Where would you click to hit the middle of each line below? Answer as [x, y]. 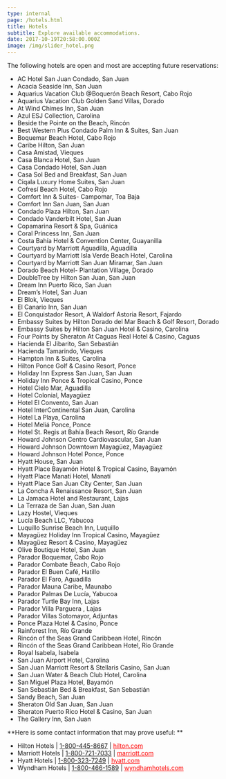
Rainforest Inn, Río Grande [55, 630]
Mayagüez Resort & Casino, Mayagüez [72, 542]
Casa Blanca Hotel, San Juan [58, 160]
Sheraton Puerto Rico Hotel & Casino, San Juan [84, 711]
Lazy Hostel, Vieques [47, 513]
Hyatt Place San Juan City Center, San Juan [80, 483]
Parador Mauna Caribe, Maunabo [65, 587]
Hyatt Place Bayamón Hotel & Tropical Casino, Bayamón [97, 469]
